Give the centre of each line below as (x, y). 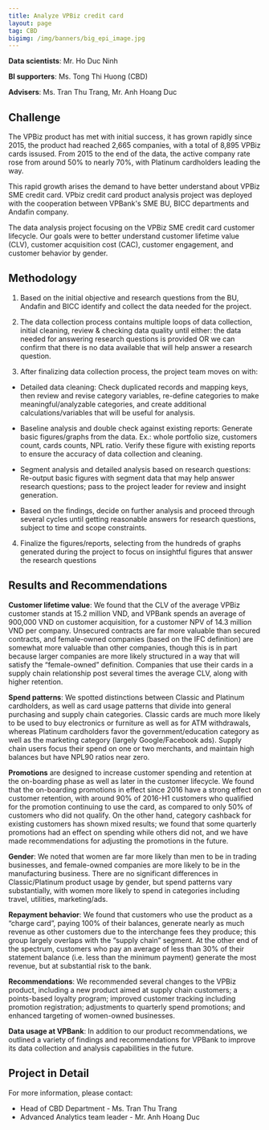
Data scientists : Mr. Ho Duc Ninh (63, 61)
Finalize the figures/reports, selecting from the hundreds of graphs (130, 543)
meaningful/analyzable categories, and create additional (113, 404)
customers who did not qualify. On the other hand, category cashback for (130, 815)
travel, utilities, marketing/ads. (58, 899)
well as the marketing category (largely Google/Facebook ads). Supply (125, 740)
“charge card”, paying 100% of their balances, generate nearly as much (126, 923)
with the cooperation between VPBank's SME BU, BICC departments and (129, 204)
